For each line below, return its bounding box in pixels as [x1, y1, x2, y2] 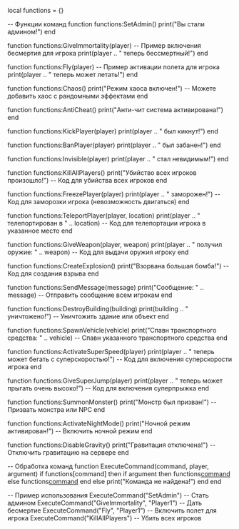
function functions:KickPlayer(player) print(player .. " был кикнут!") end [7, 127, 219, 135]
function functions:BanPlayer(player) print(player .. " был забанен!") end [7, 141, 221, 149]
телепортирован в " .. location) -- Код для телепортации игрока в [7, 219, 206, 227]
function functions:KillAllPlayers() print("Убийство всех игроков [7, 168, 197, 177]
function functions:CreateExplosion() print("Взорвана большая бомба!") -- [7, 262, 230, 270]
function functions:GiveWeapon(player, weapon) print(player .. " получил [7, 241, 223, 248]
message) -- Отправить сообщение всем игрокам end [7, 291, 173, 299]
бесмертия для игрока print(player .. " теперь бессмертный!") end [7, 49, 208, 57]
